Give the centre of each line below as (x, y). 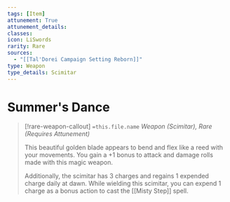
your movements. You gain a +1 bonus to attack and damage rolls (119, 155)
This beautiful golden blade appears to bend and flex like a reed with (123, 147)
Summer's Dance (59, 107)
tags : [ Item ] (26, 14)
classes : (20, 33)
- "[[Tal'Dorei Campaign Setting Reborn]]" (78, 60)
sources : (20, 53)
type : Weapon (26, 66)
